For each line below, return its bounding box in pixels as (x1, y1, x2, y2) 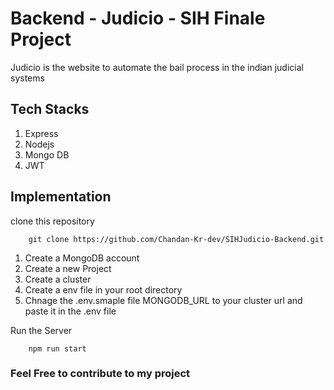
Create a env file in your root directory (24, 283, 183, 296)
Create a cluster (24, 273, 92, 285)
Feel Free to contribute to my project (10, 367, 191, 381)
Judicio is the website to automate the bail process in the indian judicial (10, 61, 304, 73)
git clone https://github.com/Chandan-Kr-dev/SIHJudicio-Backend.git (28, 234, 325, 244)
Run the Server (10, 324, 73, 336)
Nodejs (24, 138, 55, 150)
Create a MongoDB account (24, 252, 140, 264)
